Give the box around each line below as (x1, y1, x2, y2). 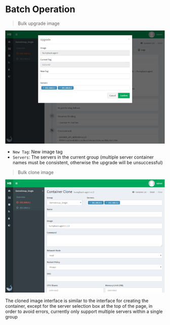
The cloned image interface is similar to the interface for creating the (5, 298, 149, 304)
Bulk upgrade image (17, 20, 60, 26)
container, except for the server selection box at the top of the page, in (5, 303, 153, 309)
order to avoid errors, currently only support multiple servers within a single (5, 308, 163, 314)
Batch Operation (5, 4, 75, 15)
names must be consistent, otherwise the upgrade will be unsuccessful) (12, 159, 163, 165)
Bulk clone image (17, 169, 54, 175)
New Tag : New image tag (12, 149, 63, 155)
